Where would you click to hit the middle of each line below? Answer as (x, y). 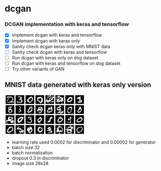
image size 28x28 (30, 163)
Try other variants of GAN (38, 69)
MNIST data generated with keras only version (78, 85)
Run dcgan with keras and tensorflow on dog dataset (66, 63)
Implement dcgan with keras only (46, 41)
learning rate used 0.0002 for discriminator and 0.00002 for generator (84, 142)
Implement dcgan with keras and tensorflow (57, 35)
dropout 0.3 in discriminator (40, 158)
